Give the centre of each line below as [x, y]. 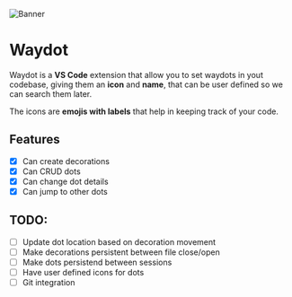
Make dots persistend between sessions [97, 262]
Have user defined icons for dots [83, 272]
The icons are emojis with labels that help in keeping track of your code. [144, 111]
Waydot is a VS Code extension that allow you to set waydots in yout [136, 74]
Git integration [49, 283]
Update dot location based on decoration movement [119, 241]
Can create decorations [66, 161]
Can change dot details [66, 181]
